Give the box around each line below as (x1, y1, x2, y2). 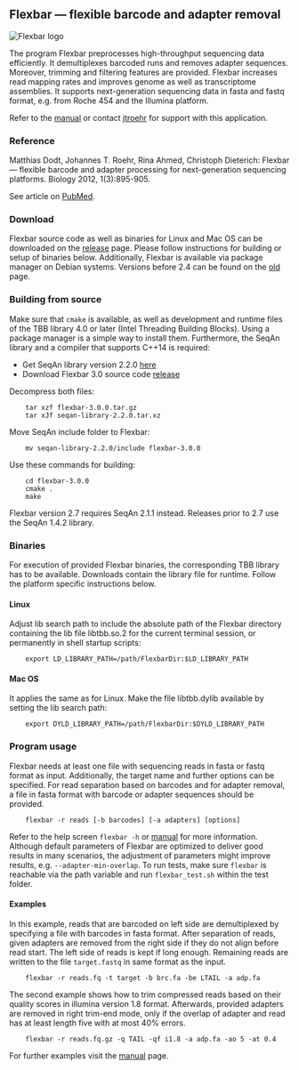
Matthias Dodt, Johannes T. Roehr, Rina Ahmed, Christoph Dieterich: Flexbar (9, 155, 290, 165)
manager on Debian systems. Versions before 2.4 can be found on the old (9, 261, 280, 272)
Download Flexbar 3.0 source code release (21, 368, 181, 379)
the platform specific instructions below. (9, 578, 157, 589)
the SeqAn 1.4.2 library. (9, 517, 95, 527)
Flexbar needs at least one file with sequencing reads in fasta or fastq (9, 760, 265, 771)
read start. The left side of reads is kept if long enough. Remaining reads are (9, 946, 289, 957)
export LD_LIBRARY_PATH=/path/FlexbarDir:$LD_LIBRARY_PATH (25, 655, 249, 664)
